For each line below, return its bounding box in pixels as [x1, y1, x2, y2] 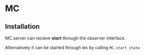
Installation [5, 22, 40, 31]
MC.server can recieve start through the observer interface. [5, 35, 126, 41]
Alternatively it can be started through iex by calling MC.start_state [5, 45, 140, 50]
